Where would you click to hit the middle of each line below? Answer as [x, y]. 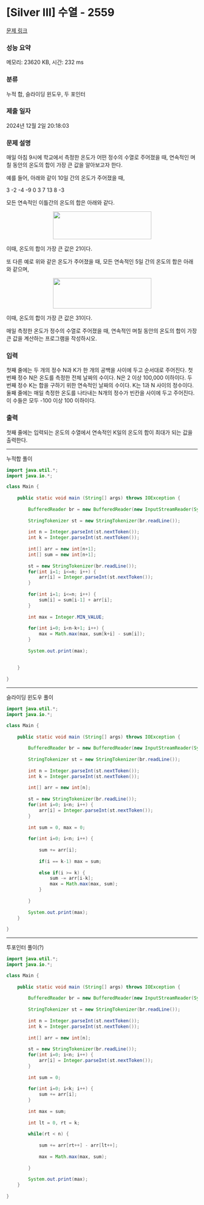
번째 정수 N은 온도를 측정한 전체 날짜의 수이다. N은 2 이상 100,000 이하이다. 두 [99, 378]
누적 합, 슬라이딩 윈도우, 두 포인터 [46, 94]
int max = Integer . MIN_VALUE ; [66, 617]
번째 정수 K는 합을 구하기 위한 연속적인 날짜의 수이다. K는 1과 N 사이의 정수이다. [100, 385]
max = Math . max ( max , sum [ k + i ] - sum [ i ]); [92, 634]
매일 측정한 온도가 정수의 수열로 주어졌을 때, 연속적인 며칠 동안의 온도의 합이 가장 [102, 331]
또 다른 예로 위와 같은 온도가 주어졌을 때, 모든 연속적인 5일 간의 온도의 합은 [94, 262]
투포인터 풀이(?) [25, 947]
